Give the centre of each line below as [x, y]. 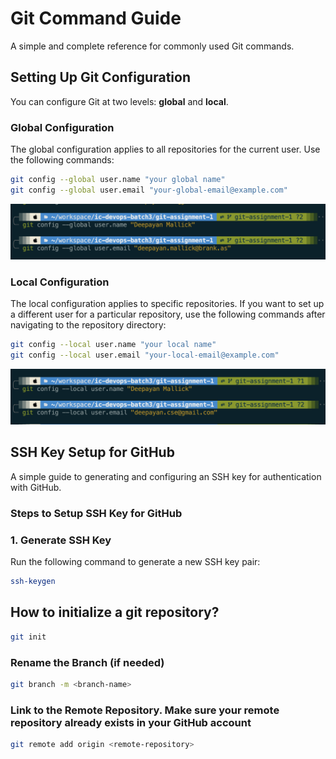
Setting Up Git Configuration [100, 77]
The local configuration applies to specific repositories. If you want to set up [167, 304]
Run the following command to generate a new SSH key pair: [135, 562]
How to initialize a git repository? [115, 612]
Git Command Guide [96, 18]
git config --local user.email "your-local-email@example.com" [145, 355]
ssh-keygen [33, 582]
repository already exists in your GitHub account [131, 722]
